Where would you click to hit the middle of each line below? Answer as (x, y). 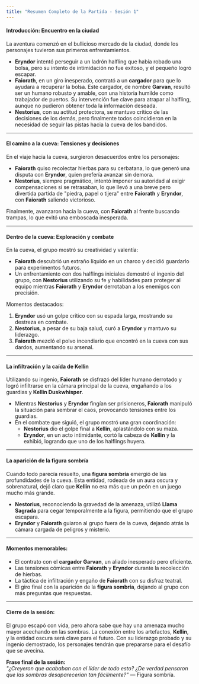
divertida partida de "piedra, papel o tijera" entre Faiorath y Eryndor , (99, 194)
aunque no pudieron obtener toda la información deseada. (86, 106)
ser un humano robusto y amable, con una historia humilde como (94, 93)
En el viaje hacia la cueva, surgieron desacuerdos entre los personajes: (93, 157)
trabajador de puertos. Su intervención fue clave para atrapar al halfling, (103, 99)
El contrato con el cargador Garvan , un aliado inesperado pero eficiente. (103, 561)
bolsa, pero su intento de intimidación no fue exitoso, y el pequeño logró (103, 68)
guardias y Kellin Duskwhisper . (45, 392)
